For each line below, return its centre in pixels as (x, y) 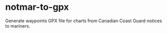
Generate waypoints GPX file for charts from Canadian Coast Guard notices (84, 21)
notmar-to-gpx (37, 7)
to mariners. (18, 26)
